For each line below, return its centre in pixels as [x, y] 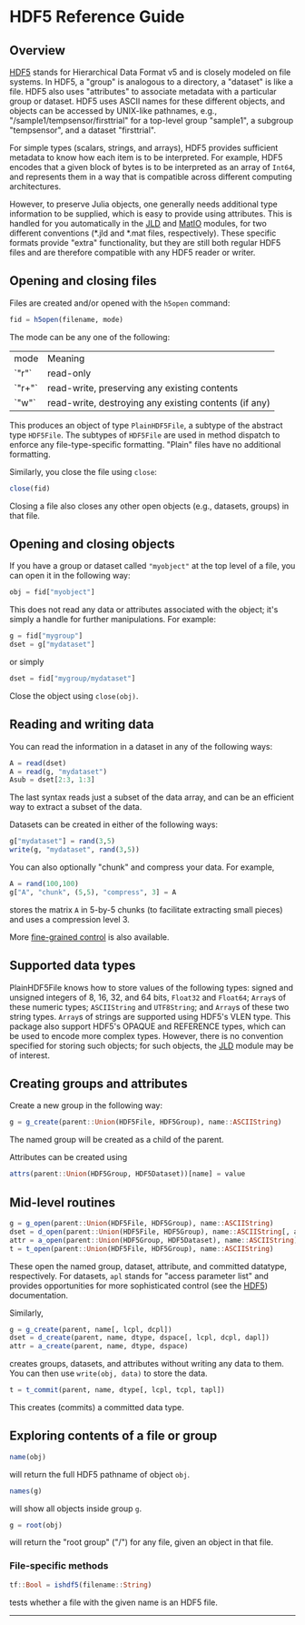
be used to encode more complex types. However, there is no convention [147, 1035]
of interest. [30, 1055]
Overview [38, 50]
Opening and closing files [83, 281]
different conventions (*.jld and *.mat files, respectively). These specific [143, 233]
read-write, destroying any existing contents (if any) [158, 402]
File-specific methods [59, 1566]
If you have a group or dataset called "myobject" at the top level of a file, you [152, 566]
